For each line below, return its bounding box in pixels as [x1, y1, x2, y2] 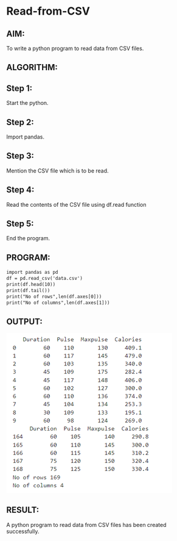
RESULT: [6, 505, 40, 515]
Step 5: [6, 218, 35, 229]
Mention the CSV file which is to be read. [6, 167, 109, 174]
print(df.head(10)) [6, 282, 56, 288]
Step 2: [6, 117, 35, 127]
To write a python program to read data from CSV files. [6, 45, 144, 52]
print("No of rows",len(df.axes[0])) [6, 294, 102, 300]
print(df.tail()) [6, 288, 50, 294]
